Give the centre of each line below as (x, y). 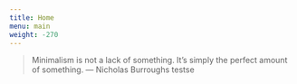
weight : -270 (34, 34)
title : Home (32, 18)
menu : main (30, 26)
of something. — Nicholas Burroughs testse (113, 70)
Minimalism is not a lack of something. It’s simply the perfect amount (159, 61)
